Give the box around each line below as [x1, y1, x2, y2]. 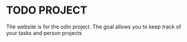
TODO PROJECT [6, 4, 88, 17]
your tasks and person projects [6, 29, 82, 36]
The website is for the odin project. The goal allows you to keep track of [6, 23, 182, 30]
